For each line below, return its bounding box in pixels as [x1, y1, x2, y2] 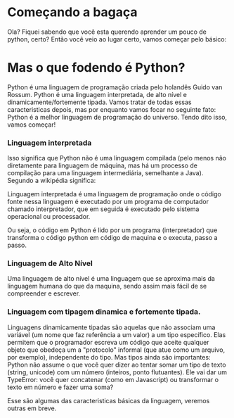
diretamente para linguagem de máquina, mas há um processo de [7, 161, 198, 170]
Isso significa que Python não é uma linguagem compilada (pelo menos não [7, 154, 227, 163]
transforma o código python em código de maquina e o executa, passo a [7, 234, 218, 242]
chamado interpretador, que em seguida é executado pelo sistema [7, 205, 200, 213]
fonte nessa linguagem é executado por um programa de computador [7, 198, 209, 206]
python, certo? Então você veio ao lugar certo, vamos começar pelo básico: [7, 34, 227, 43]
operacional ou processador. [7, 213, 91, 221]
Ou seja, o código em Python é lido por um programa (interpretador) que [7, 226, 218, 234]
